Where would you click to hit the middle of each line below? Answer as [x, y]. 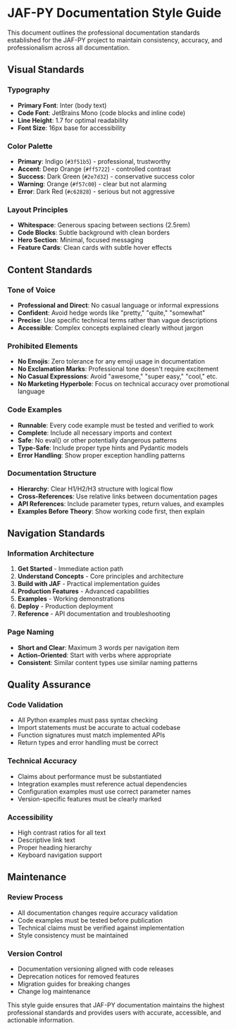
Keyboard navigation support [60, 855]
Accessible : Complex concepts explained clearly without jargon [110, 328]
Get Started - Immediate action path [70, 569]
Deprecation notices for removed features [78, 976]
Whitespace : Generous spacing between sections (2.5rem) [104, 225]
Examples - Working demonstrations [71, 599]
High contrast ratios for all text [62, 833]
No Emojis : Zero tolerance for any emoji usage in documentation [111, 361]
